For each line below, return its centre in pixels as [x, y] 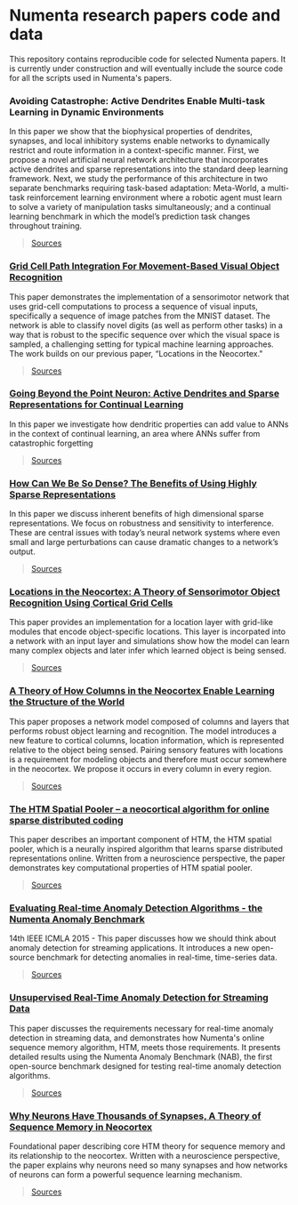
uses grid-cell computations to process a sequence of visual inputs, [133, 306]
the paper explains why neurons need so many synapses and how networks [149, 1165]
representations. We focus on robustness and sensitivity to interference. [141, 523]
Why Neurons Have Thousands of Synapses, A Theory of [135, 1115]
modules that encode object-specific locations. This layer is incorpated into [148, 631]
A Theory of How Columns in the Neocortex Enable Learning [142, 691]
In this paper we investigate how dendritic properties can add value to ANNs [149, 424]
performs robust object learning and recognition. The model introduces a [143, 731]
